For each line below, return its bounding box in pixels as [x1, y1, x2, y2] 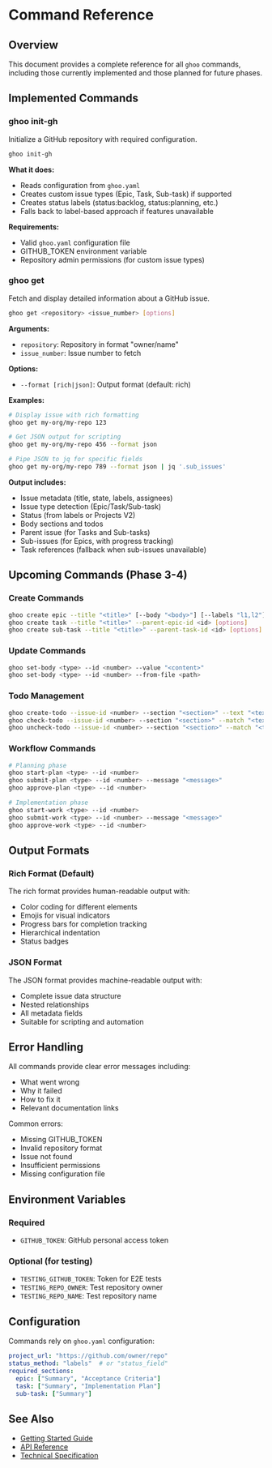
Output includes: [8, 477, 66, 487]
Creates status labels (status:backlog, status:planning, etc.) [19, 197, 219, 208]
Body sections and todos [19, 519, 104, 529]
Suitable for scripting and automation [19, 1016, 144, 1026]
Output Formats [8, 843, 90, 857]
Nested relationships [19, 999, 90, 1009]
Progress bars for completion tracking [19, 919, 147, 929]
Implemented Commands [8, 92, 139, 105]
